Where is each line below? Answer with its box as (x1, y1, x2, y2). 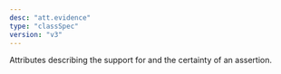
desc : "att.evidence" (9, 13, 92, 23)
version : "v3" (9, 30, 63, 39)
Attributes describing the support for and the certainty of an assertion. (9, 55, 272, 66)
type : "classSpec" (9, 22, 79, 31)
